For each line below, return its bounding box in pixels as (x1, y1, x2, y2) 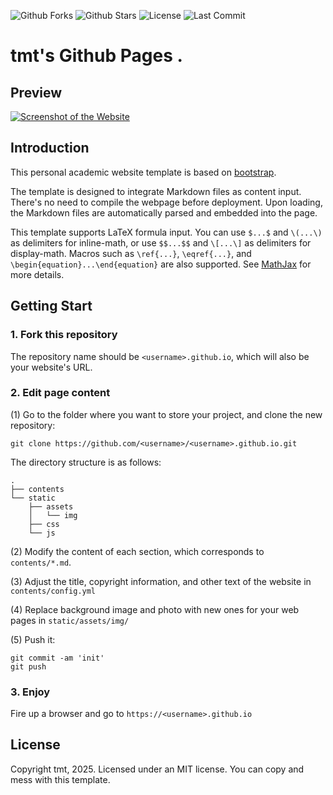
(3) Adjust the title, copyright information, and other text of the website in (10, 575, 312, 587)
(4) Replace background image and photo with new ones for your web (10, 603, 300, 615)
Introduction (10, 140, 90, 157)
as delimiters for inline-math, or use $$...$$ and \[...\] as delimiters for (10, 236, 312, 249)
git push (10, 661, 47, 672)
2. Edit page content (10, 386, 111, 400)
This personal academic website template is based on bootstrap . (10, 166, 277, 178)
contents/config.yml (10, 586, 97, 596)
